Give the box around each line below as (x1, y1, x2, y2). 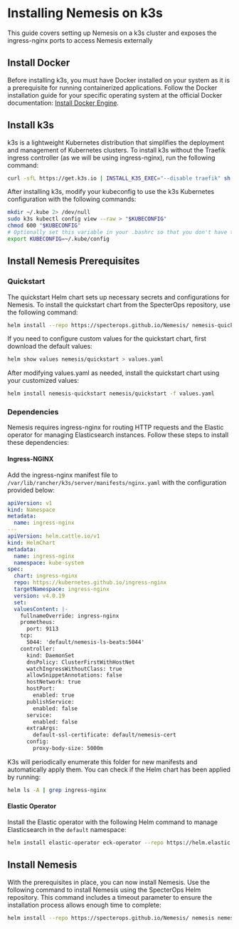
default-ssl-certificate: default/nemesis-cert (33, 732, 176, 739)
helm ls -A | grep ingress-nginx (7, 786, 107, 794)
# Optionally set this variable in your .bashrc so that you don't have (7, 229, 228, 236)
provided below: (7, 486, 55, 494)
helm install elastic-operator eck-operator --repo (7, 839, 164, 846)
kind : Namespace (7, 506, 55, 513)
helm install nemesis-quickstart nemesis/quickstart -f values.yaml (7, 390, 215, 397)
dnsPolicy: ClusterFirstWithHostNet (26, 658, 135, 666)
